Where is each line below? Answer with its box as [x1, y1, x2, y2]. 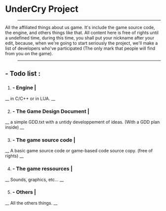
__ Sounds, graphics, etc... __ [5, 176, 64, 182]
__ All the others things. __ [5, 200, 58, 206]
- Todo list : [5, 70, 41, 78]
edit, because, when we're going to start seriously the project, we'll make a [5, 40, 158, 46]
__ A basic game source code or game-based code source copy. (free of [5, 148, 153, 154]
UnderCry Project [5, 3, 79, 15]
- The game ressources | [12, 165, 73, 172]
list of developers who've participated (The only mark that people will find [5, 45, 156, 51]
